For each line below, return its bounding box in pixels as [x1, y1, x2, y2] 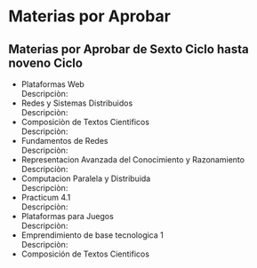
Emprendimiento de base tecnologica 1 [20, 230, 164, 240]
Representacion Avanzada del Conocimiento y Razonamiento [20, 154, 245, 165]
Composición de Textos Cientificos [20, 248, 150, 259]
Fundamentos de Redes [20, 136, 108, 146]
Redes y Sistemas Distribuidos [20, 98, 133, 108]
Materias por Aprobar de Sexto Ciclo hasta [8, 42, 250, 57]
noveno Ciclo [8, 55, 84, 70]
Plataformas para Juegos [20, 211, 115, 221]
